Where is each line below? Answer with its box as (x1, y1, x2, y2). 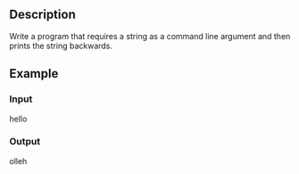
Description (9, 7, 76, 22)
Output (9, 136, 41, 148)
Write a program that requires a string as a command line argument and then (9, 30, 291, 41)
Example (9, 66, 59, 81)
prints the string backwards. (9, 40, 113, 51)
